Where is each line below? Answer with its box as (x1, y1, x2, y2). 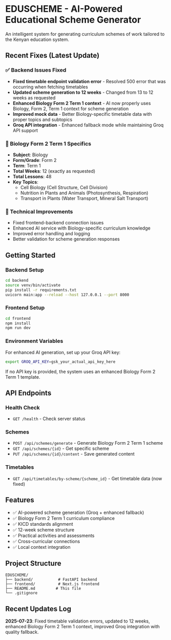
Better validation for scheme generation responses (12, 236, 120, 242)
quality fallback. (5, 629, 39, 635)
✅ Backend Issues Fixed (5, 67, 67, 74)
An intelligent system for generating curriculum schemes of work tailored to (5, 31, 165, 37)
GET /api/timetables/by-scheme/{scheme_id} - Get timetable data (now (12, 475, 162, 482)
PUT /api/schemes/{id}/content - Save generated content (12, 451, 135, 457)
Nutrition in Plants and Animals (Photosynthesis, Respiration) (20, 190, 148, 196)
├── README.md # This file (5, 586, 81, 591)
